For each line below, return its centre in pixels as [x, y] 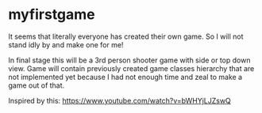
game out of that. [37, 85]
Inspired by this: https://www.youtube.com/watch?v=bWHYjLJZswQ [120, 100]
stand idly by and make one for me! [66, 44]
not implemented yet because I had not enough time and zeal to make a [125, 77]
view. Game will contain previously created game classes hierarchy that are [131, 68]
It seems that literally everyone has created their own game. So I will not [126, 36]
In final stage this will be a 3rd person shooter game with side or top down [129, 60]
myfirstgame [52, 15]
